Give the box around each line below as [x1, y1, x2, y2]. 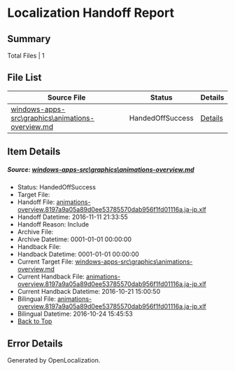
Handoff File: [17, 198, 55, 206]
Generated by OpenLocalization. [7, 356, 101, 364]
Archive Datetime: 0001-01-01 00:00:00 [17, 235, 131, 243]
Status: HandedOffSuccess [17, 183, 97, 191]
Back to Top [17, 317, 52, 325]
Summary [7, 33, 51, 45]
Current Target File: [17, 257, 74, 266]
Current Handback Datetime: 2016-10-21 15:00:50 [17, 288, 161, 296]
